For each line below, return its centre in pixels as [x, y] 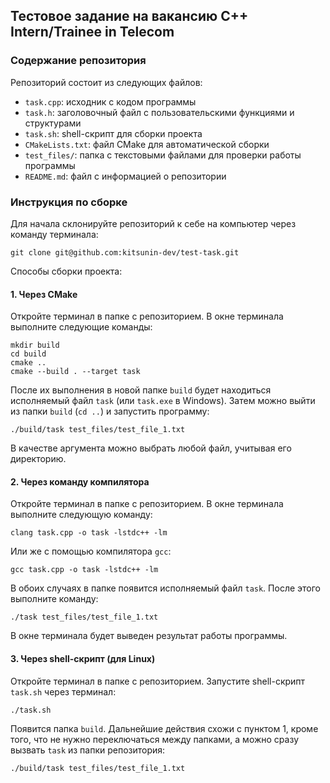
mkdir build [35, 345]
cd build [28, 354]
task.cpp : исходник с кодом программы [110, 101]
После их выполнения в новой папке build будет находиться [141, 390]
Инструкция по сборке [69, 202]
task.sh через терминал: [63, 691]
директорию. [38, 459]
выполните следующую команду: [81, 515]
